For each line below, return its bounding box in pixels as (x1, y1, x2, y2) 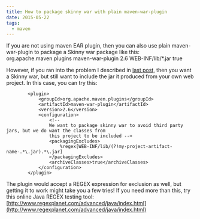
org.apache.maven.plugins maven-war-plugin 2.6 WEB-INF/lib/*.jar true (6, 55, 183, 62)
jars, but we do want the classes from (6, 128, 106, 134)
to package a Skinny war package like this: (34, 49, 140, 56)
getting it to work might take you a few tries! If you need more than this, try (6, 187, 190, 194)
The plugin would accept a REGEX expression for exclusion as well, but (6, 180, 181, 188)
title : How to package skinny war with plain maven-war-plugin (6, 8, 168, 15)
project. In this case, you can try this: (6, 79, 98, 87)
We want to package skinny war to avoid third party (49, 123, 184, 129)
